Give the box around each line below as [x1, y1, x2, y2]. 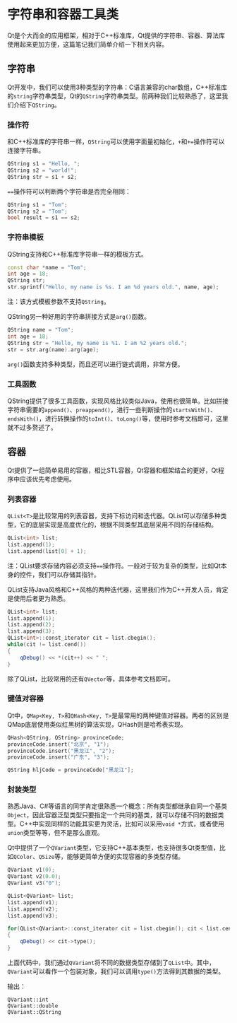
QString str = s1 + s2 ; [7, 173, 78, 180]
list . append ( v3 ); [7, 912, 59, 919]
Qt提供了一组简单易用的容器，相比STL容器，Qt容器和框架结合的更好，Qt [7, 466, 219, 474]
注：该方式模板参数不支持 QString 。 [7, 298, 111, 306]
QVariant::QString [7, 1009, 61, 1016]
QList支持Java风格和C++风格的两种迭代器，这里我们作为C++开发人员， [7, 585, 217, 594]
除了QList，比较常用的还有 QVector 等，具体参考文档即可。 [7, 674, 175, 683]
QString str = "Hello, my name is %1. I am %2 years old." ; [7, 339, 188, 346]
